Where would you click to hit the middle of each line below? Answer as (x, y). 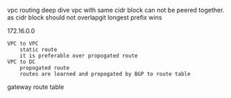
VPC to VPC (23, 44)
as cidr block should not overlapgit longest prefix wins (85, 17)
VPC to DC (22, 62)
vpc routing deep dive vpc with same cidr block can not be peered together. (116, 10)
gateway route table (36, 87)
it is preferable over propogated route (79, 56)
